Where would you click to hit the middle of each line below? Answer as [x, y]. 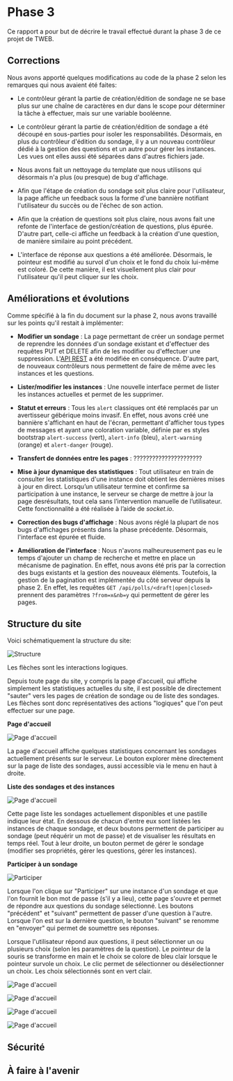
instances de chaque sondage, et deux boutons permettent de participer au [116, 828]
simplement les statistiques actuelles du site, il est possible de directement [114, 688]
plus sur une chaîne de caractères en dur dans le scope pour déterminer [121, 106]
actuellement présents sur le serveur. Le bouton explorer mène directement [115, 759]
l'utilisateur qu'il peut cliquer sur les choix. [78, 276]
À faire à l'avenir [43, 1071]
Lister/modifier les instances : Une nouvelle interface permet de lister [118, 386]
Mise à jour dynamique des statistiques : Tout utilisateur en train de [115, 471]
